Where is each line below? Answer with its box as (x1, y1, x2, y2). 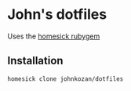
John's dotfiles (7, 5, 107, 24)
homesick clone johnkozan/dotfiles (7, 75, 124, 83)
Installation (7, 54, 64, 67)
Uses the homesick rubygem (7, 31, 100, 41)
